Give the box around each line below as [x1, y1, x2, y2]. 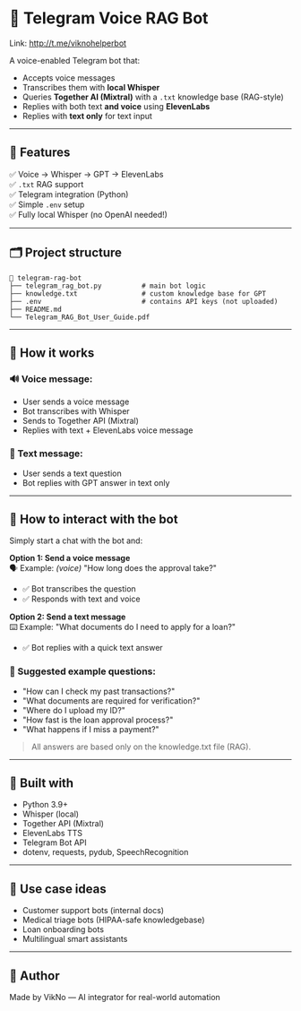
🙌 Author [9, 968, 60, 983]
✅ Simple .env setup [9, 199, 85, 210]
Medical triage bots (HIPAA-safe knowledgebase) [21, 914, 205, 926]
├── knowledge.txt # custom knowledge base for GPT [9, 289, 267, 298]
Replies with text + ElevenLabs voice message [21, 425, 193, 436]
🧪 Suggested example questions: [9, 665, 157, 678]
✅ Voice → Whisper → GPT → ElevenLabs [9, 168, 164, 179]
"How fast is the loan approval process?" [21, 714, 174, 725]
